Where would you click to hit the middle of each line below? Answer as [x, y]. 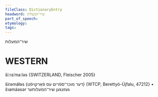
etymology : [16, 23]
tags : [11, 28]
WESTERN [26, 61]
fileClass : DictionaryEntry [34, 10]
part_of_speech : [22, 19]
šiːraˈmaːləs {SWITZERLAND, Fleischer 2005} [50, 75]
